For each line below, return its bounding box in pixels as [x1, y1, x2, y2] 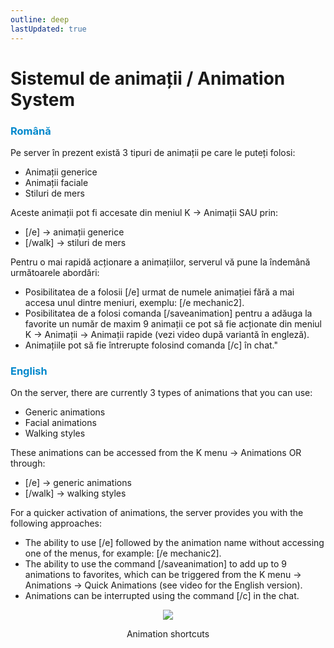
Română [10, 124, 52, 138]
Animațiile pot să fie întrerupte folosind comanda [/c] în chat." [24, 339, 278, 351]
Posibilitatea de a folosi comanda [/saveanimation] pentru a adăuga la [24, 307, 313, 319]
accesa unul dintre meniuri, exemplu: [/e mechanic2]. [24, 296, 245, 308]
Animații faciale [24, 176, 89, 188]
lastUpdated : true [10, 24, 87, 34]
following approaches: [10, 517, 103, 530]
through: [10, 457, 46, 470]
